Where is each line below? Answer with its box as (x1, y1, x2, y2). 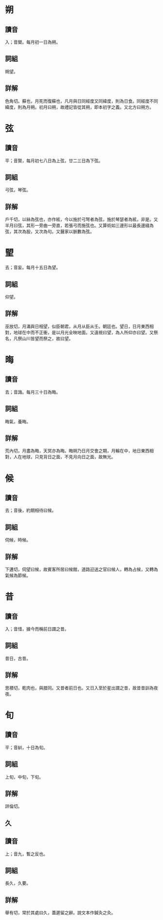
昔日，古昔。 (5, 655, 31, 661)
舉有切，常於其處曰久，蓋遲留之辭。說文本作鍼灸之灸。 (5, 910, 115, 916)
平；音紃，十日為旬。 (5, 744, 48, 750)
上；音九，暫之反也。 (5, 851, 48, 857)
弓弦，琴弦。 (5, 187, 31, 193)
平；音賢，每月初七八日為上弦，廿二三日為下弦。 (5, 158, 103, 163)
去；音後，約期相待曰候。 (5, 507, 56, 513)
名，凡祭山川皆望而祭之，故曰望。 (5, 335, 73, 341)
